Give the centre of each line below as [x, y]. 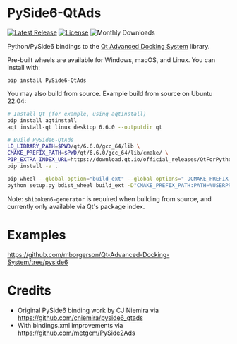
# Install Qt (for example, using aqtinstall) [77, 114]
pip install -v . [33, 166]
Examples [37, 235]
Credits [29, 290]
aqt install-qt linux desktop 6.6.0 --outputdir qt [85, 127]
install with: [24, 67]
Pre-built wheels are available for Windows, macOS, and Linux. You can [111, 60]
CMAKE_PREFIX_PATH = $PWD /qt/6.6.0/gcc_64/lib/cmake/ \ [88, 153]
